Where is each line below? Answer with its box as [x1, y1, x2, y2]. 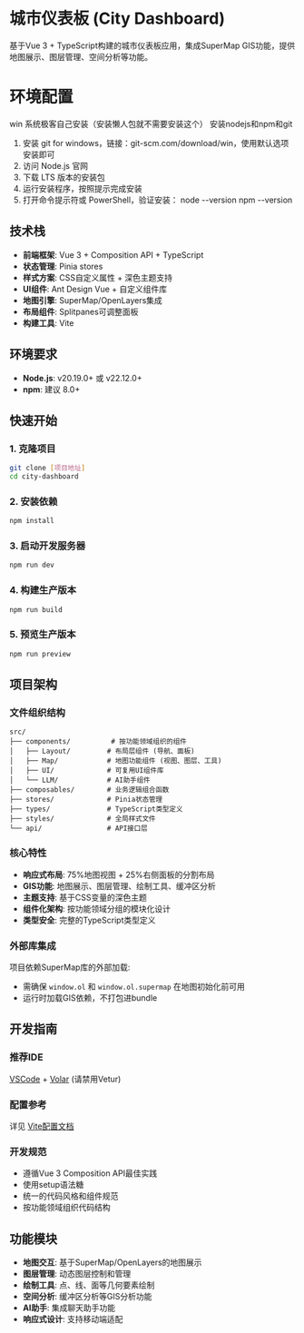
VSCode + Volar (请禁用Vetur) [9, 1073, 122, 1084]
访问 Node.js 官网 [22, 160, 89, 171]
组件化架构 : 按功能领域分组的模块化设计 [22, 903, 171, 913]
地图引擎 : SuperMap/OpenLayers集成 [22, 294, 163, 305]
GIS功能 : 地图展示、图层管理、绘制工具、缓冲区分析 [22, 880, 216, 891]
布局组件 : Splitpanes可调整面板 [22, 306, 139, 317]
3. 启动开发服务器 [9, 539, 86, 552]
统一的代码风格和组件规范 [22, 1190, 119, 1201]
